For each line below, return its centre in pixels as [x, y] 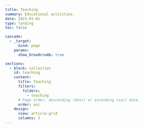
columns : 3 [29, 118]
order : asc [29, 105]
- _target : [20, 41]
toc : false [16, 28]
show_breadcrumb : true [41, 55]
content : [23, 77]
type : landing [19, 23]
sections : [15, 64]
